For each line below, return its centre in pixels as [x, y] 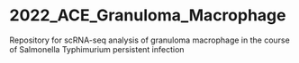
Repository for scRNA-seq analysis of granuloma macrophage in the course [149, 40]
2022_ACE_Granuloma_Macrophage [148, 16]
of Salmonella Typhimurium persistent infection [97, 49]
